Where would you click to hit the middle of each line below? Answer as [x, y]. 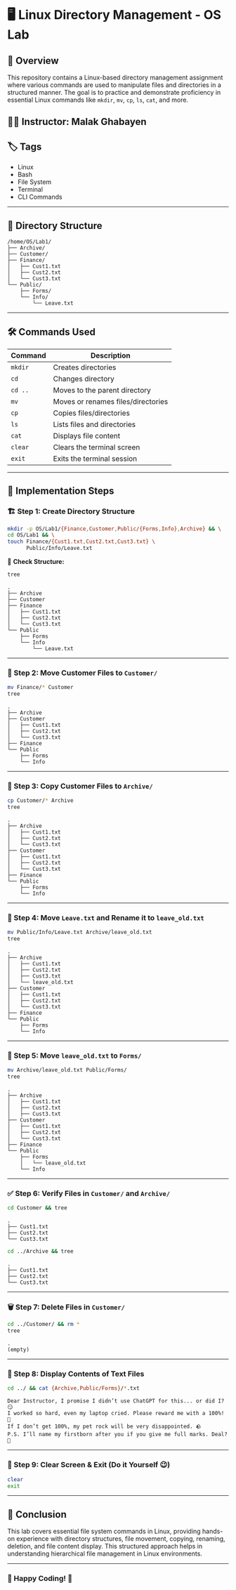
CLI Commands [40, 197]
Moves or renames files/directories [111, 401]
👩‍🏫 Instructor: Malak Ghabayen [77, 122]
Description [111, 355]
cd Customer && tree [38, 1208]
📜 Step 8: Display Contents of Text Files [76, 1374]
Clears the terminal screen [97, 447]
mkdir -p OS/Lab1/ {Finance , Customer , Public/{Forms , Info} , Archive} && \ [114, 529]
